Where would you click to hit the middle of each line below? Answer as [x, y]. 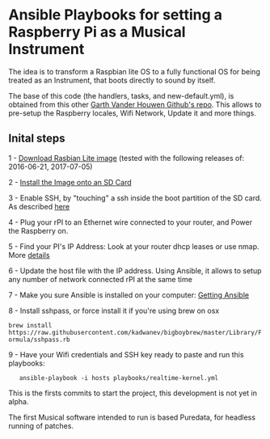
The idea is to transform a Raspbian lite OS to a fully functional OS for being [134, 71]
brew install [30, 325]
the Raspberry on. [38, 230]
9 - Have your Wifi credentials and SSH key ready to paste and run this [126, 354]
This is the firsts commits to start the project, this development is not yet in [133, 393]
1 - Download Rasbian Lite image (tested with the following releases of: [127, 158]
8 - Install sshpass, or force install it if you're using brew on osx [114, 310]
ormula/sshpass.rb [39, 340]
